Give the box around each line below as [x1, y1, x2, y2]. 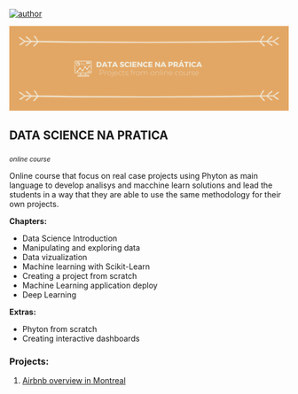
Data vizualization [21, 252, 88, 263]
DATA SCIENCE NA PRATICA [9, 127, 169, 143]
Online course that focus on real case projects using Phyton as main [9, 171, 259, 182]
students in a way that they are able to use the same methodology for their [9, 189, 282, 200]
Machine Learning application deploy [21, 280, 158, 291]
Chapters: [9, 216, 47, 227]
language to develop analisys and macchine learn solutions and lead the [9, 180, 273, 190]
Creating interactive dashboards [21, 333, 140, 344]
